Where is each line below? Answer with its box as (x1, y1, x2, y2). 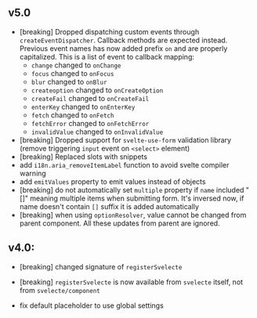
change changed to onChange (31, 60, 121, 70)
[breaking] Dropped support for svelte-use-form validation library (19, 135, 232, 144)
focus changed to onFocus (31, 68, 114, 78)
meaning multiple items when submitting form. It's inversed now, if (30, 193, 244, 203)
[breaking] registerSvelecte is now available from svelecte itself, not (19, 277, 244, 287)
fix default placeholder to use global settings (19, 301, 165, 310)
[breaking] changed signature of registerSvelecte (19, 262, 183, 271)
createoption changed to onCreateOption (31, 85, 164, 95)
